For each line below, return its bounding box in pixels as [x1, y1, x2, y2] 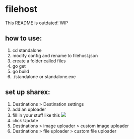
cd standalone [12, 47, 42, 53]
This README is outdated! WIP [5, 20, 68, 26]
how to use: [5, 34, 42, 43]
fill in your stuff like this [12, 112, 61, 118]
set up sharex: [5, 88, 51, 96]
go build [12, 68, 29, 74]
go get [12, 63, 26, 69]
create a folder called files [12, 58, 66, 64]
